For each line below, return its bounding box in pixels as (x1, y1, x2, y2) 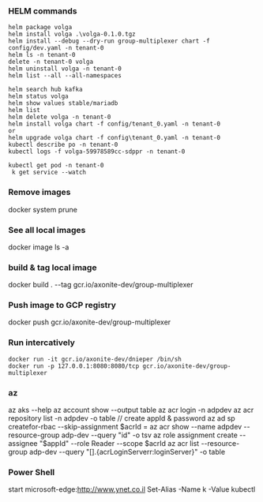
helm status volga (8, 92, 69, 100)
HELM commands (8, 6, 77, 17)
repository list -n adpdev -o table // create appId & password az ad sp (8, 414, 235, 423)
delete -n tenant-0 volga (8, 58, 93, 66)
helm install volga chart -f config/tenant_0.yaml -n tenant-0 (8, 120, 221, 128)
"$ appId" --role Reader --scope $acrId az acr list (39, 439, 200, 448)
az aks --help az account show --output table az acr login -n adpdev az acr (8, 405, 254, 415)
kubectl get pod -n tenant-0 (8, 162, 104, 170)
